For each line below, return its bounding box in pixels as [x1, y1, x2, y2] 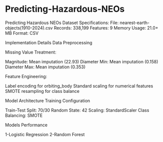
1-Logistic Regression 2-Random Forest [5, 131, 85, 137]
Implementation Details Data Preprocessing [5, 39, 93, 45]
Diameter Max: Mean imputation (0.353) [5, 64, 86, 70]
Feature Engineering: [5, 73, 47, 79]
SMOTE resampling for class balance [5, 88, 80, 94]
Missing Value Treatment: [5, 49, 56, 55]
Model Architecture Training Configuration [5, 97, 91, 104]
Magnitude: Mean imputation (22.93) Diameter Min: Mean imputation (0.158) [5, 58, 159, 64]
